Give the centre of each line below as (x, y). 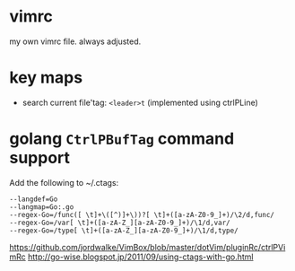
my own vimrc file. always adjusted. (75, 41)
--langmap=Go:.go (42, 207)
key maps (46, 78)
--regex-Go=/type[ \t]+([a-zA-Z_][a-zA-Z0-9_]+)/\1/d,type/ (124, 231)
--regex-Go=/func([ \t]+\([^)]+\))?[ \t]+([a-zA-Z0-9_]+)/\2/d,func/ (142, 214)
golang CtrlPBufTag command (122, 139)
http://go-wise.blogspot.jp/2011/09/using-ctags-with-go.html (141, 257)
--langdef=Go (34, 199)
